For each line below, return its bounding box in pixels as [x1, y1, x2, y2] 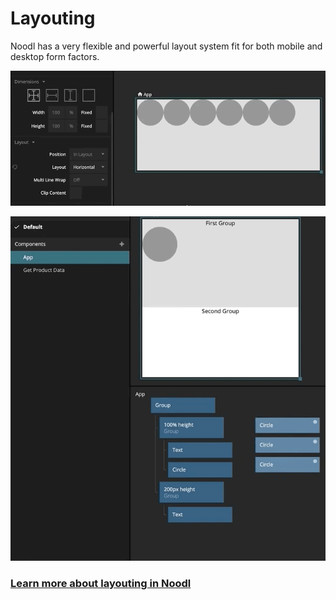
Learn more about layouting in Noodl [10, 576, 192, 590]
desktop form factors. [10, 50, 100, 62]
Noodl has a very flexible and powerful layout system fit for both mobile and [10, 40, 323, 52]
